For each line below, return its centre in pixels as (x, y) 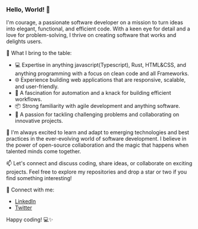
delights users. (24, 42)
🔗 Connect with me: (30, 190)
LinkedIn (25, 202)
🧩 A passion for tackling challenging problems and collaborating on (97, 114)
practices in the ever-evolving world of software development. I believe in (96, 139)
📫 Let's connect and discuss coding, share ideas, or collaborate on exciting (99, 163)
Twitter (23, 208)
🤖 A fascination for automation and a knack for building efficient (93, 93)
